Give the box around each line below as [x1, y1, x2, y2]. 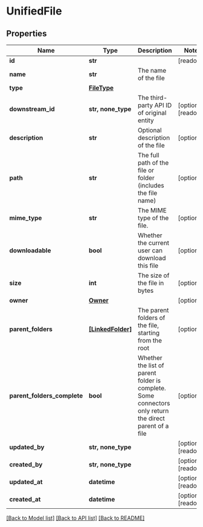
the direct [138, 414, 165, 422]
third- [150, 94, 168, 102]
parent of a [138, 422, 169, 430]
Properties [6, 28, 47, 39]
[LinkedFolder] [88, 325, 132, 333]
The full [138, 151, 159, 159]
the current [138, 239, 170, 247]
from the [138, 336, 162, 344]
